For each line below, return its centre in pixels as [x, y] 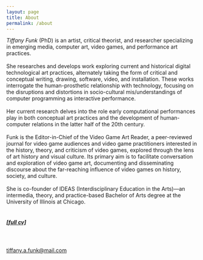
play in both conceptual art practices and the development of [83, 118]
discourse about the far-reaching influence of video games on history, [94, 169]
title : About [23, 18]
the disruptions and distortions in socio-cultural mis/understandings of [95, 92]
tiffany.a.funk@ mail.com [37, 250]
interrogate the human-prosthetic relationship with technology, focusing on [100, 86]
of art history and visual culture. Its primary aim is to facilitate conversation [100, 157]
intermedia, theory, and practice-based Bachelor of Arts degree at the [94, 196]
